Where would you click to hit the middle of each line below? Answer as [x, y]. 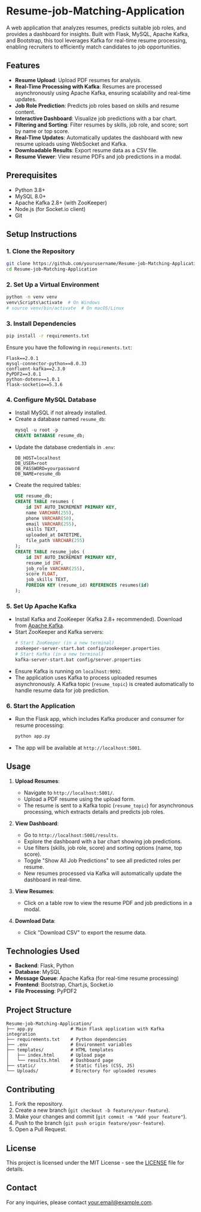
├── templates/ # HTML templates [60, 1050]
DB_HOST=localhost [38, 458]
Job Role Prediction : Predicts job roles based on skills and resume [97, 106]
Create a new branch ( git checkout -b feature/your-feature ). [92, 1110]
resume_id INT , [45, 563]
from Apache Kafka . [39, 625]
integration [21, 1034]
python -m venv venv [32, 297]
